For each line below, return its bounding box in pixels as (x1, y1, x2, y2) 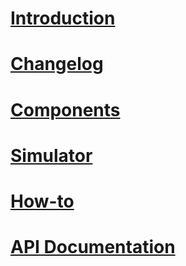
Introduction (10, 7, 116, 30)
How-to (10, 190, 75, 212)
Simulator (10, 144, 93, 167)
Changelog (10, 53, 104, 76)
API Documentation (10, 236, 176, 259)
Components (10, 98, 121, 121)
